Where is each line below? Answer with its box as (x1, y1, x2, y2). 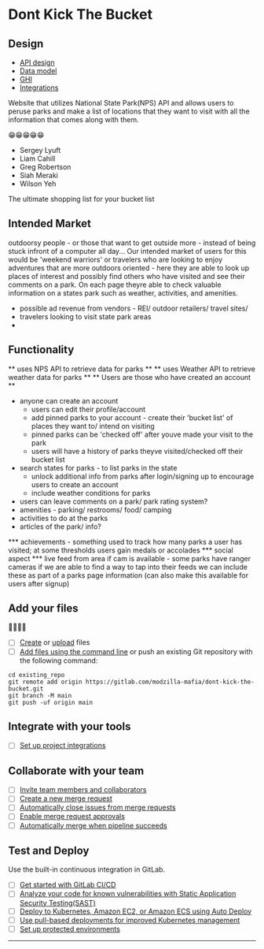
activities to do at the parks (19, 513, 108, 523)
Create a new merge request (19, 794, 112, 803)
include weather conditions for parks (31, 488, 151, 497)
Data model (19, 66, 57, 76)
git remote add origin (8, 678, 82, 686)
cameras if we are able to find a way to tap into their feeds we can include (8, 562, 247, 571)
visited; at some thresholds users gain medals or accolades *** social (8, 545, 233, 555)
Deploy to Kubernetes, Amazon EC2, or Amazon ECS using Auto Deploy (19, 906, 252, 916)
